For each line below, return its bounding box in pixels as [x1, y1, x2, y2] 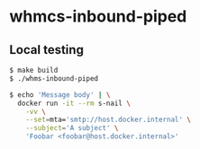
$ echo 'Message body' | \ [9, 90, 111, 100]
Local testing [9, 42, 84, 57]
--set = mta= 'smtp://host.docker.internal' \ [25, 115, 192, 125]
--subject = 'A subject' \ [25, 124, 119, 133]
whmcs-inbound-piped [9, 6, 187, 27]
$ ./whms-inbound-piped [9, 74, 99, 83]
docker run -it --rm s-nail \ [17, 99, 131, 108]
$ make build [9, 66, 59, 74]
